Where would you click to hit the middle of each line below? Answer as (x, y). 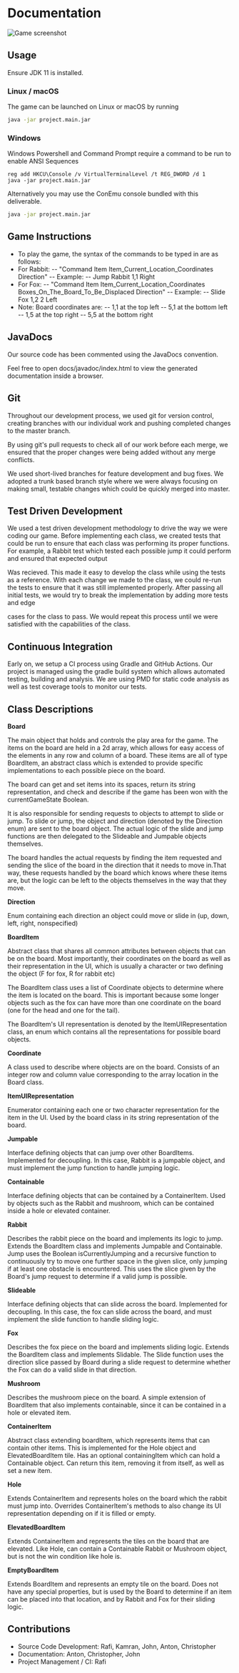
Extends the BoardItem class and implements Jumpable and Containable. (115, 1246)
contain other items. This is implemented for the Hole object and (102, 1447)
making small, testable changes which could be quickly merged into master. (119, 489)
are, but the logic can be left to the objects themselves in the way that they (117, 880)
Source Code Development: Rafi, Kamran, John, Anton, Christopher (117, 1646)
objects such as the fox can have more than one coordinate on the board (114, 1002)
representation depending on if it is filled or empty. (82, 1513)
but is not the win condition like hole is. (65, 1556)
